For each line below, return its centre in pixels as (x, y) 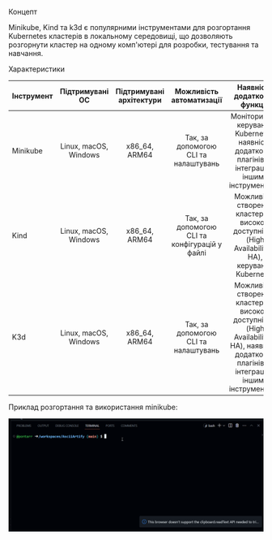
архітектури (140, 100)
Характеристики (36, 69)
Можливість (196, 91)
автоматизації (197, 100)
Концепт (23, 12)
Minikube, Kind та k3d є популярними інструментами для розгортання (130, 27)
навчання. (26, 53)
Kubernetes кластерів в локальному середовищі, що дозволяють (121, 36)
